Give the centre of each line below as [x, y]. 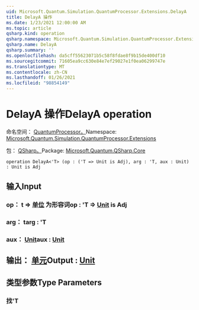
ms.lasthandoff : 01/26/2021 [41, 77]
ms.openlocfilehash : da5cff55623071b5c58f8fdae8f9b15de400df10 [86, 56]
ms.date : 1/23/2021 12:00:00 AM [46, 22]
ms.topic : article [29, 28]
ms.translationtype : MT [36, 67]
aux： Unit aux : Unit [36, 240]
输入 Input [24, 187]
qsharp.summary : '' [30, 50]
